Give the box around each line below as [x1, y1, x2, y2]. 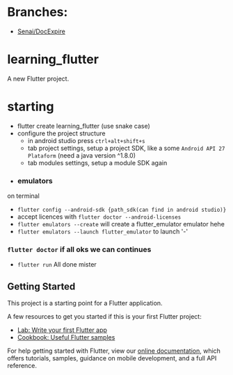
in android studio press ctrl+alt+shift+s [27, 136, 145, 144]
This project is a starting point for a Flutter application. [7, 299, 163, 308]
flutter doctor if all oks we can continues [7, 244, 152, 254]
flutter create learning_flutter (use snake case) [17, 122, 151, 130]
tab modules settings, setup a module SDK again [27, 158, 168, 167]
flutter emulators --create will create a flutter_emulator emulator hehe [17, 220, 225, 228]
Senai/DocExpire [17, 27, 66, 35]
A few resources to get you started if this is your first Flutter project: [7, 312, 202, 321]
